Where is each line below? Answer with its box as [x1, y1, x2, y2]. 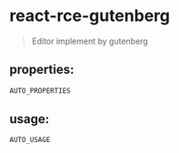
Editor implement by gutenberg [31, 36, 148, 46]
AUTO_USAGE [9, 136, 51, 145]
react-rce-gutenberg [9, 5, 171, 26]
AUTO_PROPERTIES [9, 86, 71, 96]
